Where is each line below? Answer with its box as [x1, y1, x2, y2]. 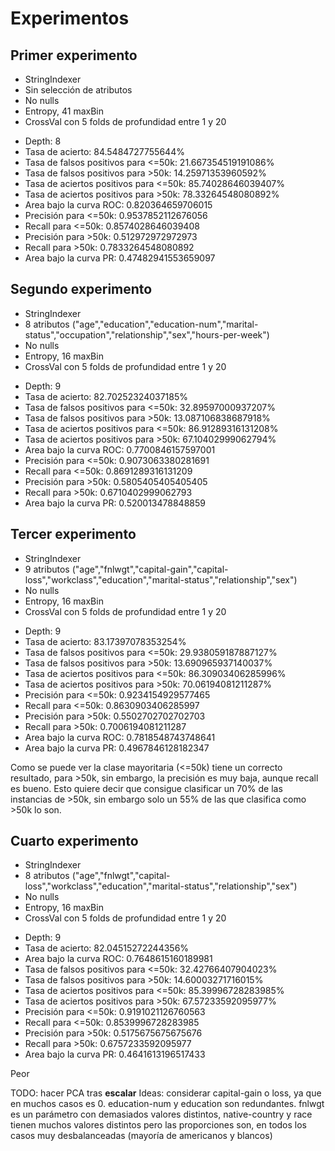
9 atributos [24, 563, 70, 575]
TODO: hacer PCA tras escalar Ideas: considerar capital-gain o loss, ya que [10, 1087, 322, 1099]
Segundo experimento [10, 281, 153, 298]
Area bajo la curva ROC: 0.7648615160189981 [24, 953, 213, 965]
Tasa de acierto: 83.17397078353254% [24, 635, 187, 647]
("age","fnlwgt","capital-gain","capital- [71, 563, 229, 575]
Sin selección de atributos [24, 84, 133, 96]
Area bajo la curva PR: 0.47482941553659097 [24, 252, 216, 264]
